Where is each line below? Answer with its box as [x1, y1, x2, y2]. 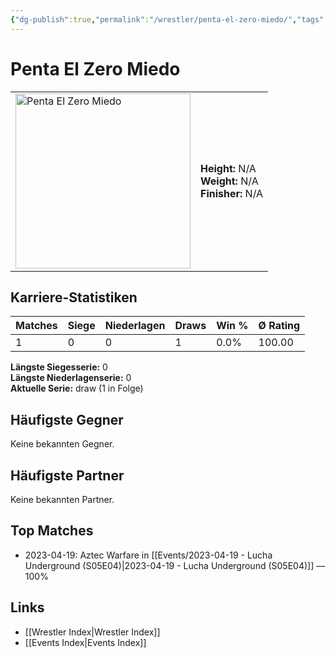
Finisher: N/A [200, 186, 264, 200]
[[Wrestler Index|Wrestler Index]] [24, 626, 161, 638]
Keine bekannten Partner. [10, 494, 115, 505]
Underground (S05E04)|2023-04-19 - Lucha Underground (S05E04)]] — [24, 559, 326, 571]
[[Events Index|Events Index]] [24, 636, 147, 648]
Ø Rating [258, 319, 301, 333]
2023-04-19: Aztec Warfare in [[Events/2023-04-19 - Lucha [24, 549, 273, 561]
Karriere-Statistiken [10, 289, 138, 306]
